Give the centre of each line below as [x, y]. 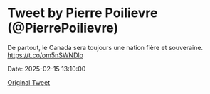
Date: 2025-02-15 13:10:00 [47, 69]
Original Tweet [29, 82]
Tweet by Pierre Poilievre [83, 13]
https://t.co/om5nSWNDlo [46, 55]
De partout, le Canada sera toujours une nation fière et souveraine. [105, 47]
